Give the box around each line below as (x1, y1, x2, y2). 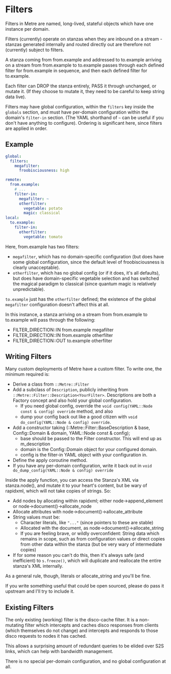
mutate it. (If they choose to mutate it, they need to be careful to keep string (5, 88, 165, 94)
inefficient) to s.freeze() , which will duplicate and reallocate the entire (12, 557, 162, 564)
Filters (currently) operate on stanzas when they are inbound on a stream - (5, 36, 162, 42)
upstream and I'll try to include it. (5, 588, 75, 594)
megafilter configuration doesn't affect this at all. (5, 301, 110, 307)
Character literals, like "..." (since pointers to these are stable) (20, 520, 154, 526)
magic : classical (23, 211, 60, 216)
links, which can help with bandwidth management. (5, 648, 113, 655)
